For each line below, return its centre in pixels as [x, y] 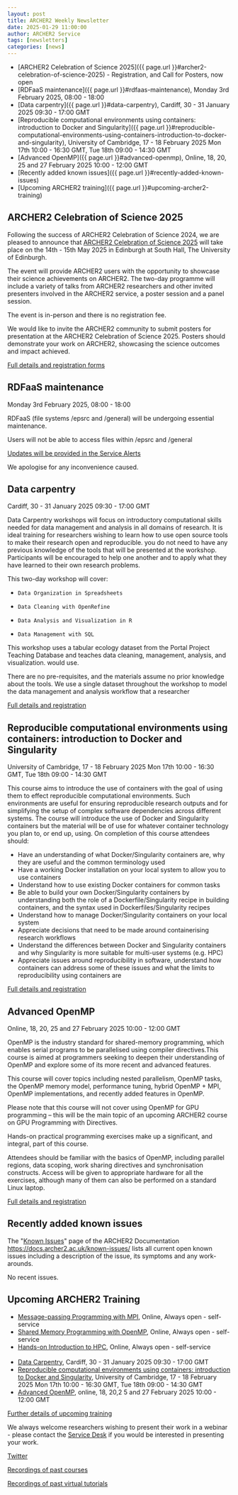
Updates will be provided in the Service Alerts [74, 453]
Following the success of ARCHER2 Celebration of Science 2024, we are [113, 234]
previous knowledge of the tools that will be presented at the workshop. [112, 550]
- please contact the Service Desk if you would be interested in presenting [116, 1435]
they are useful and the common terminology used [91, 862]
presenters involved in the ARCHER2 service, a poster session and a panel [116, 293]
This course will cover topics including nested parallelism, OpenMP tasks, [115, 1079]
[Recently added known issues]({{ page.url [80, 172]
